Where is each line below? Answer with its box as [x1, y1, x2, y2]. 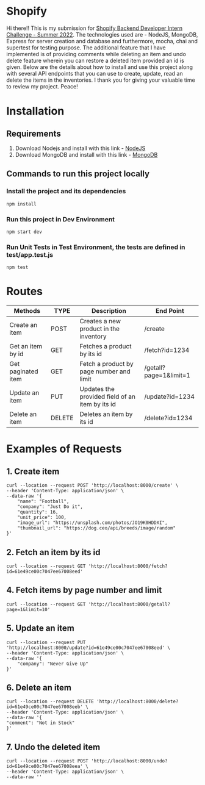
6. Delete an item [6, 682, 72, 693]
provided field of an [79, 392, 136, 401]
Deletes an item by [79, 410, 133, 418]
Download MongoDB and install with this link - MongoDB [15, 151, 158, 158]
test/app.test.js [6, 250, 54, 259]
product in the [79, 324, 120, 333]
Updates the [79, 385, 115, 393]
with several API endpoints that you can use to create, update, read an [6, 70, 183, 77]
